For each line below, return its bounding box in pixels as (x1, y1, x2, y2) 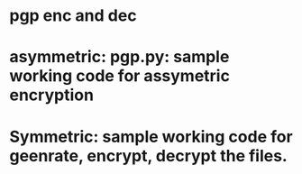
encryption (9, 85, 95, 105)
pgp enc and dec (9, 5, 137, 26)
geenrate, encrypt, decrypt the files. (9, 145, 288, 166)
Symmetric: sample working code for (9, 126, 293, 147)
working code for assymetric (9, 66, 230, 87)
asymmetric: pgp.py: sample (9, 47, 230, 68)
